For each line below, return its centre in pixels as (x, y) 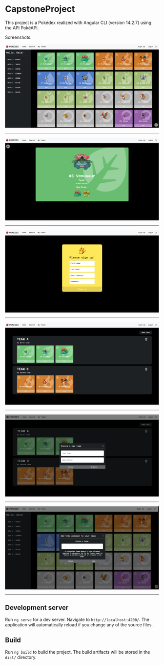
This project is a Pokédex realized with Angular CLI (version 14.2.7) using (78, 23)
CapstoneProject (40, 9)
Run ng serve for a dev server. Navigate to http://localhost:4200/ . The (77, 619)
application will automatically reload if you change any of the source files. (79, 625)
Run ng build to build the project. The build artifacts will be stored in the (78, 652)
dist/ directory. (21, 657)
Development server (37, 608)
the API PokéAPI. (22, 27)
